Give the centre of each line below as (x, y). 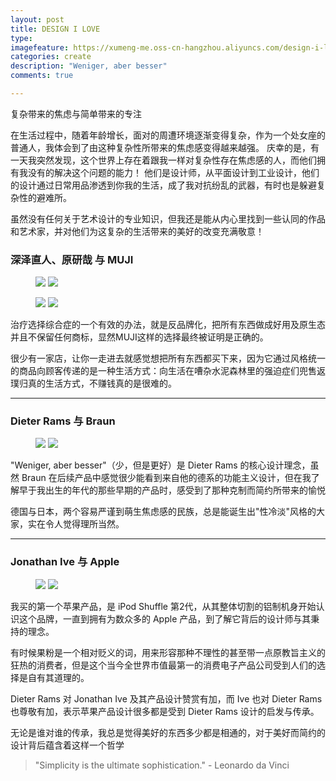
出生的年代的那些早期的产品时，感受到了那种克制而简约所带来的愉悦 (185, 490)
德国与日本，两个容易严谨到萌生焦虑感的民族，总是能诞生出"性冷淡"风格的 (163, 512)
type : (21, 38)
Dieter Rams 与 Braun (63, 421)
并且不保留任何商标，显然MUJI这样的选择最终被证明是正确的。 (139, 337)
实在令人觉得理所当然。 (76, 524)
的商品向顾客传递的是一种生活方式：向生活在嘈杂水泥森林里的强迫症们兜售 (163, 371)
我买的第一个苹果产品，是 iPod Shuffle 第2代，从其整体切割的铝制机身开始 (163, 606)
